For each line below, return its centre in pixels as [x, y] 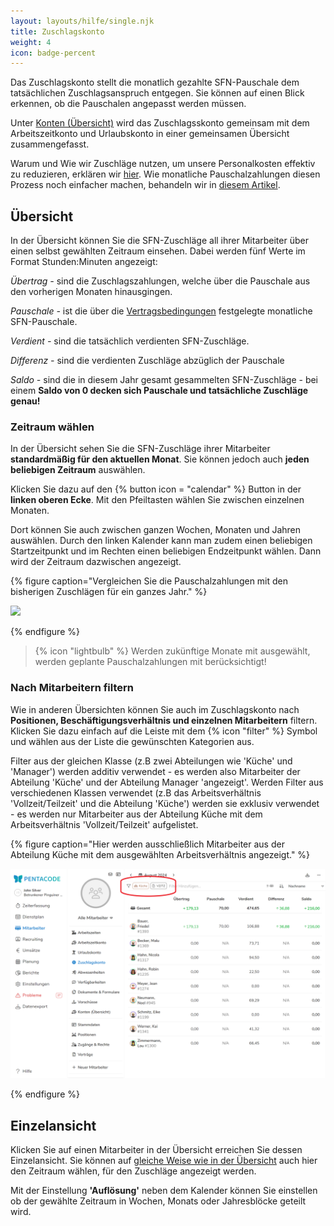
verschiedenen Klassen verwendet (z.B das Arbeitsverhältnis [136, 792]
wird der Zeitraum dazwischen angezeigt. [96, 562]
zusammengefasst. [50, 144]
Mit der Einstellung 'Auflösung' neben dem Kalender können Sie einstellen [164, 1191]
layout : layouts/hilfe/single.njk [82, 21]
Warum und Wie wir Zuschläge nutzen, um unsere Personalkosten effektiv [163, 164]
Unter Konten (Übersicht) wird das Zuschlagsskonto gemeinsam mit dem [160, 123]
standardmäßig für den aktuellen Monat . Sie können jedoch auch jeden [160, 459]
